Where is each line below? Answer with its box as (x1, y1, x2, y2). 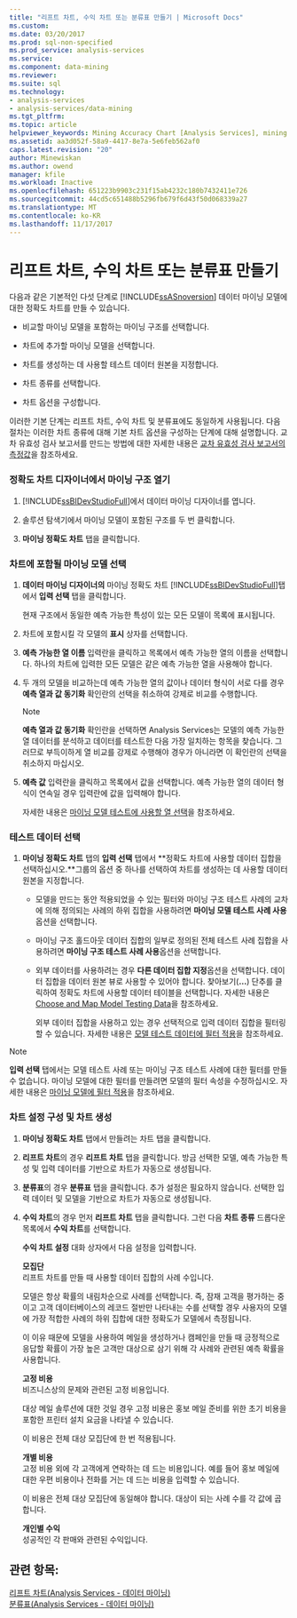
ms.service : (9, 54, 53, 63)
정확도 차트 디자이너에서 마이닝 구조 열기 (9, 474, 171, 486)
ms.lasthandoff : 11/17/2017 (9, 219, 113, 228)
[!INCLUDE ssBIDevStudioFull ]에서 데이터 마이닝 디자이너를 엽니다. (21, 495, 255, 506)
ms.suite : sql (9, 79, 62, 88)
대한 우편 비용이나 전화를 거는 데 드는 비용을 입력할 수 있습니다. (21, 1474, 239, 1485)
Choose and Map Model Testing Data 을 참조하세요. (35, 999, 219, 1009)
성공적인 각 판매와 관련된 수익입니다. (21, 1534, 148, 1544)
